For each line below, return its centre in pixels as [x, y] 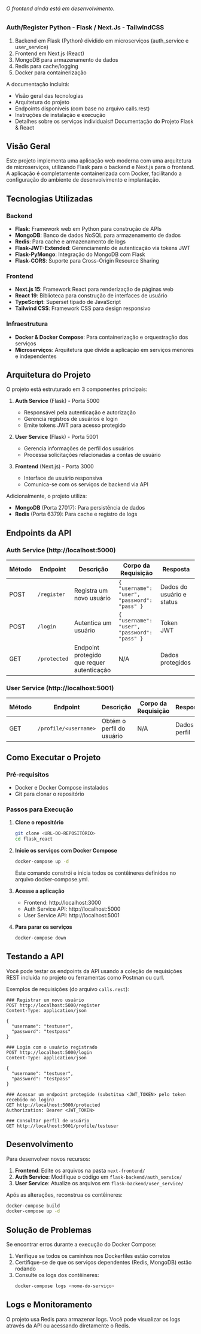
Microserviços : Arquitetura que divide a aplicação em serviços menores [104, 350]
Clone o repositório [39, 823]
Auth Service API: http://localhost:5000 [72, 909]
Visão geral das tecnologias [49, 95]
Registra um [91, 591]
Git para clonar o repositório [50, 794]
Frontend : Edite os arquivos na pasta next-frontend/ [80, 1170]
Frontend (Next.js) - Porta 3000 [54, 466]
